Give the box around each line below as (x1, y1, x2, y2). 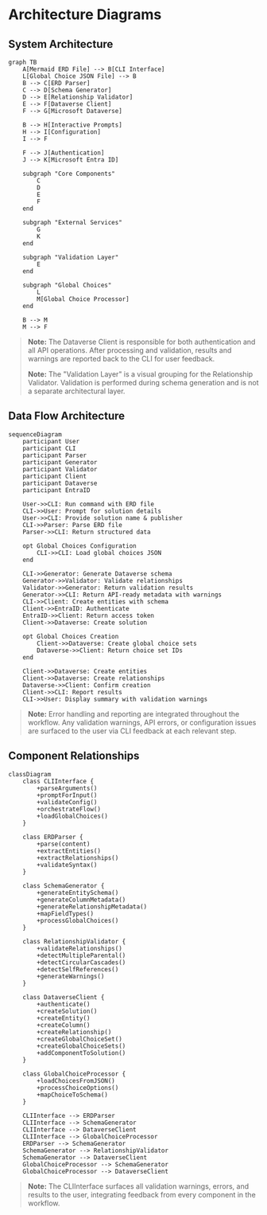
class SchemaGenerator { (22, 881, 105, 889)
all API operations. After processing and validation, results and (27, 346, 232, 355)
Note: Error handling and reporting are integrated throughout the (27, 709, 240, 718)
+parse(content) (37, 840, 91, 848)
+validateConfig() (37, 798, 98, 806)
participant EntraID (22, 486, 91, 494)
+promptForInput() (37, 791, 98, 799)
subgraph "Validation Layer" (22, 253, 119, 261)
